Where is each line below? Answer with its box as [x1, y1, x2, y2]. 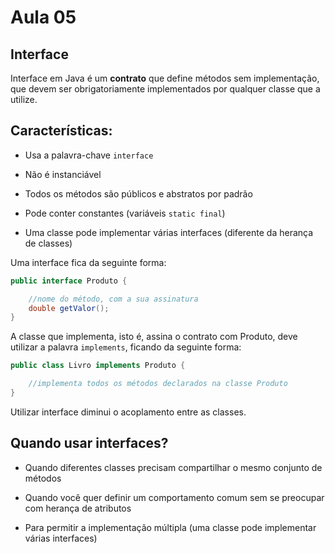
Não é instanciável [24, 168, 102, 180]
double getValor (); [28, 303, 110, 313]
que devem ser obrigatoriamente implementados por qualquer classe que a [10, 83, 321, 95]
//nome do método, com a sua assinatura [28, 294, 199, 304]
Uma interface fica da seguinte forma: [10, 256, 167, 268]
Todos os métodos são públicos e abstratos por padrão [24, 187, 253, 200]
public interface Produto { [10, 276, 128, 286]
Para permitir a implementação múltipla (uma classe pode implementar [24, 521, 317, 533]
